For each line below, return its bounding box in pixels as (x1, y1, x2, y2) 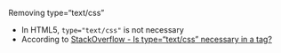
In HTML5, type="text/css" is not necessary (20, 25, 184, 34)
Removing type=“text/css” (8, 8, 105, 18)
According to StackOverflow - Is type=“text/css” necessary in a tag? (20, 34, 273, 44)
